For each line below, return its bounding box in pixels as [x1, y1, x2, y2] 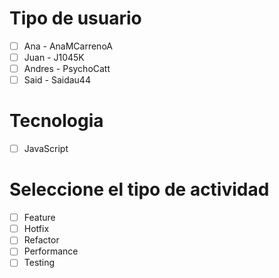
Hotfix [23, 223, 50, 235]
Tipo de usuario [9, 7, 142, 30]
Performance [23, 245, 79, 257]
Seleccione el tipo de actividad [9, 178, 270, 201]
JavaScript [23, 143, 69, 155]
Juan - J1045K [23, 52, 85, 63]
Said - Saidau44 [23, 74, 91, 86]
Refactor [23, 234, 60, 246]
